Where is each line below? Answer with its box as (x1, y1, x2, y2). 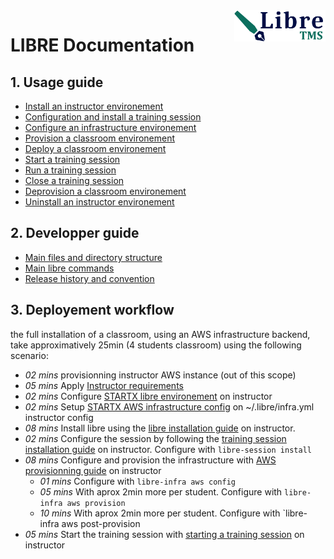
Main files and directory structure (24, 251, 163, 263)
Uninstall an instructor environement (24, 196, 175, 208)
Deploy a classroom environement (24, 143, 167, 154)
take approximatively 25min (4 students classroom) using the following (10, 339, 302, 351)
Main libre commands (24, 262, 115, 274)
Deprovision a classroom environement (24, 185, 187, 197)
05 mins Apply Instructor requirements (24, 379, 184, 391)
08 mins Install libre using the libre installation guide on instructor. (24, 422, 296, 434)
